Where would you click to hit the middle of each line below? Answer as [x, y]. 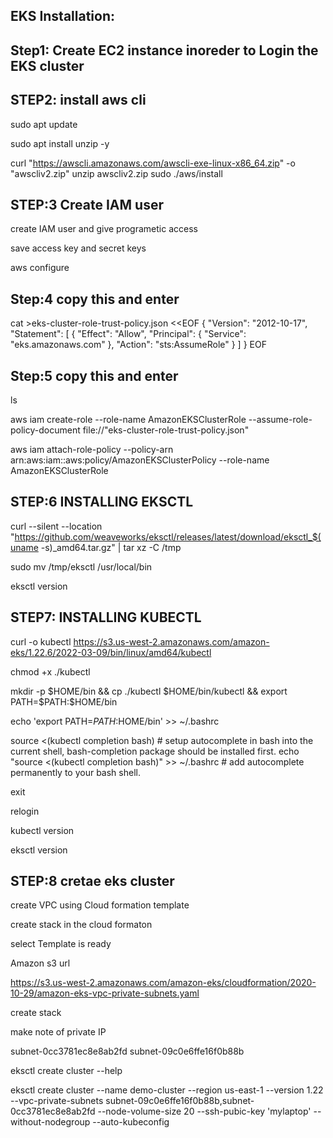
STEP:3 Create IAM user [87, 204]
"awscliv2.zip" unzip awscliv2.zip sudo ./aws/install [116, 173]
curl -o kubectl [41, 641]
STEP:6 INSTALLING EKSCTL [102, 502]
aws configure [40, 268]
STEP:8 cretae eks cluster [92, 881]
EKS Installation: [63, 16]
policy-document [45, 430]
